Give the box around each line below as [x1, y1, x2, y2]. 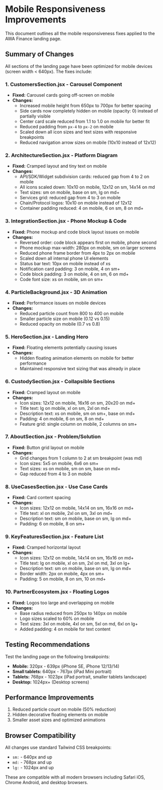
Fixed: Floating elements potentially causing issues [12, 344, 117, 350]
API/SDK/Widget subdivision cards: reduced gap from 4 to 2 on [19, 173, 150, 179]
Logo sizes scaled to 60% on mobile [19, 616, 94, 621]
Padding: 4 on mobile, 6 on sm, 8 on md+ [19, 415, 105, 422]
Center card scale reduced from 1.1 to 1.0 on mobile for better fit [19, 118, 150, 124]
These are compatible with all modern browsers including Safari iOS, [5, 774, 145, 780]
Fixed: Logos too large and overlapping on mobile [12, 600, 114, 606]
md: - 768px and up [12, 759, 52, 765]
